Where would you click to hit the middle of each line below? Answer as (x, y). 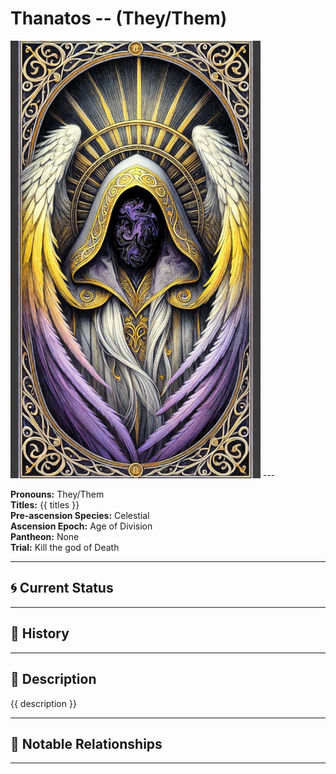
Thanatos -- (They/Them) (119, 18)
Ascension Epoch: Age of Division (81, 526)
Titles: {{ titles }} (45, 505)
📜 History (40, 633)
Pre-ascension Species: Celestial (80, 516)
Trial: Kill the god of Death (65, 548)
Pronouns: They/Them (57, 494)
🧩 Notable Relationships (86, 743)
